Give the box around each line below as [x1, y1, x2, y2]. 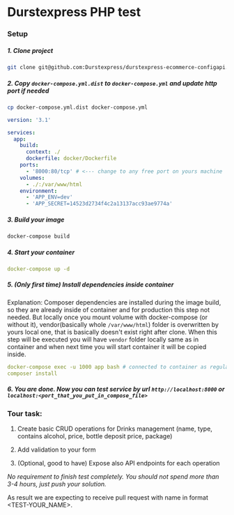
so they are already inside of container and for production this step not [7, 305, 210, 314]
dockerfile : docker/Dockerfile [25, 155, 117, 162]
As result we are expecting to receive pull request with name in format [7, 493, 209, 502]
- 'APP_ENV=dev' [25, 194, 73, 201]
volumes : [19, 174, 45, 181]
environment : [19, 187, 58, 194]
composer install [7, 370, 58, 377]
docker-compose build [7, 233, 70, 240]
